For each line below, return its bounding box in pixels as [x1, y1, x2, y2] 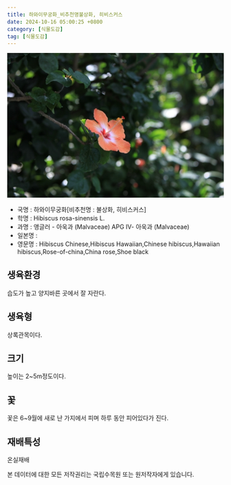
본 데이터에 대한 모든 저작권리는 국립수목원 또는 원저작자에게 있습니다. [7, 470, 195, 478]
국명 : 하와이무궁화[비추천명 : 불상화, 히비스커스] [16, 205, 146, 214]
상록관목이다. [7, 331, 43, 339]
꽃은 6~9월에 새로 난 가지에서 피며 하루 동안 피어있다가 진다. [7, 414, 169, 422]
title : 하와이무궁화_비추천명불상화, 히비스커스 [7, 11, 123, 18]
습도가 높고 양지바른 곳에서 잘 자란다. [7, 289, 107, 297]
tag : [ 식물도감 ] [7, 33, 48, 40]
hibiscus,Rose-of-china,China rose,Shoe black [16, 247, 149, 256]
